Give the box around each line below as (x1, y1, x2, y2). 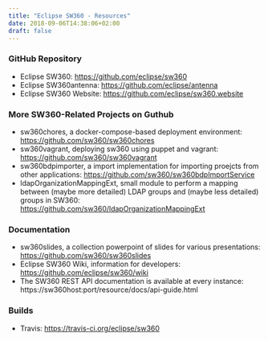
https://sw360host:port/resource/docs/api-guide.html (19, 285, 198, 294)
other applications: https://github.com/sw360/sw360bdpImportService (19, 170, 255, 179)
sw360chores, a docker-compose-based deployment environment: (19, 126, 243, 137)
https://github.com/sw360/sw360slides (19, 251, 152, 261)
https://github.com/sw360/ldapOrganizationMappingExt (19, 203, 206, 213)
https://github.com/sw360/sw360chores (19, 135, 155, 145)
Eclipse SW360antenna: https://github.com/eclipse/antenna (19, 80, 218, 89)
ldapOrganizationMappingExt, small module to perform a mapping (19, 178, 238, 187)
